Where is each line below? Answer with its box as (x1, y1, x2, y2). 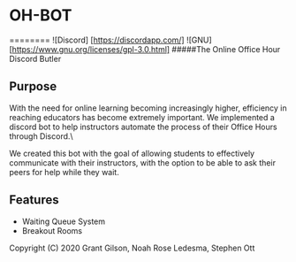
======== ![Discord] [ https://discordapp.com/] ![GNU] (9, 35, 212, 45)
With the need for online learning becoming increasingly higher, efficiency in (9, 103, 287, 113)
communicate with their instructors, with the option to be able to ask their (9, 157, 277, 168)
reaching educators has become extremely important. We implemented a (9, 112, 276, 122)
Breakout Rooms (21, 225, 82, 235)
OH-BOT (9, 5, 72, 26)
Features (9, 192, 59, 208)
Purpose (9, 79, 57, 94)
